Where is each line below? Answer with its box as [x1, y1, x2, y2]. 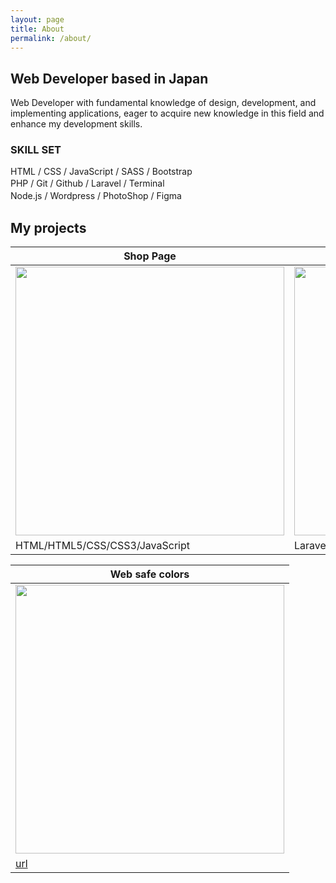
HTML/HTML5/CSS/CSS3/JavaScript [15, 539, 190, 553]
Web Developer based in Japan [10, 70, 209, 87]
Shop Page [123, 249, 177, 263]
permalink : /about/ [10, 33, 92, 43]
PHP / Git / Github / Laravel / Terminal [10, 177, 165, 190]
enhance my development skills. [10, 118, 143, 130]
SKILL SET [10, 143, 62, 157]
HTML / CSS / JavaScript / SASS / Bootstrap [10, 166, 193, 178]
